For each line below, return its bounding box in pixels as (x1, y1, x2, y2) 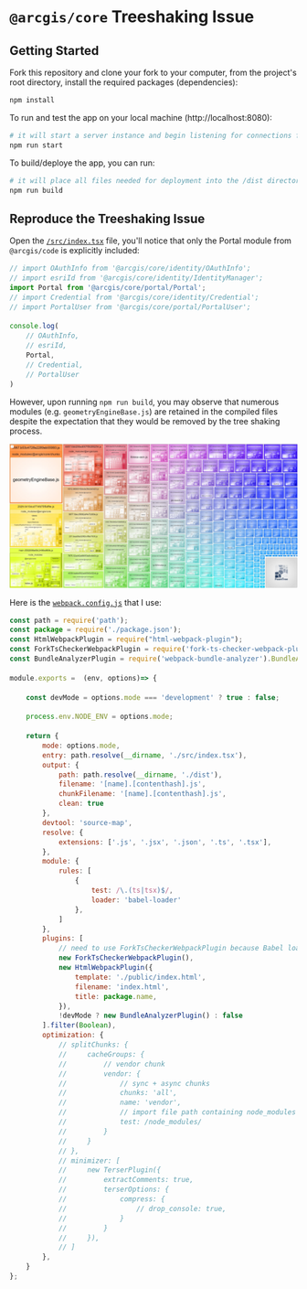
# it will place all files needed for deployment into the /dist (9, 176, 263, 185)
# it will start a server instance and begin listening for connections (9, 131, 292, 140)
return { (26, 732, 59, 741)
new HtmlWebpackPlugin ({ (58, 963, 153, 972)
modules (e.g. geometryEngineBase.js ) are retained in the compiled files (9, 405, 279, 417)
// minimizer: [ (58, 1155, 121, 1165)
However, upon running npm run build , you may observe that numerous (9, 396, 280, 407)
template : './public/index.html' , (74, 972, 206, 982)
